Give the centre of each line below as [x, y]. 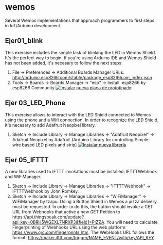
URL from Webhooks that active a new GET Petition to [66, 212]
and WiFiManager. [23, 177]
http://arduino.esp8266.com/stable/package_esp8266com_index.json [82, 77]
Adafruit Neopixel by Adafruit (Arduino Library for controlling [73, 139]
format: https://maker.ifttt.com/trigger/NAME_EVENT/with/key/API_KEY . [84, 238]
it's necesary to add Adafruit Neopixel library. [51, 125]
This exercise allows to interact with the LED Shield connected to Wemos [78, 114]
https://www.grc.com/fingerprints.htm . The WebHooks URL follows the [83, 232]
